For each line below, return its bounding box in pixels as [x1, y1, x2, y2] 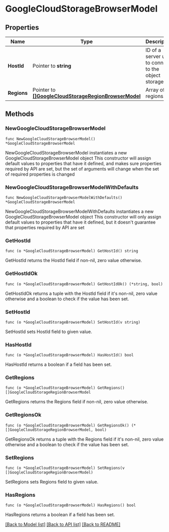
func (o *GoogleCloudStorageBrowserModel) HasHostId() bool [5, 353, 134, 358]
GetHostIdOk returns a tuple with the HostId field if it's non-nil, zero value [5, 290, 157, 296]
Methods [5, 110, 34, 119]
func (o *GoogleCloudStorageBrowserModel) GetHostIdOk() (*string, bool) [5, 281, 163, 287]
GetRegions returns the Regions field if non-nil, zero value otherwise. [5, 399, 148, 405]
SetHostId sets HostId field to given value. [5, 329, 93, 335]
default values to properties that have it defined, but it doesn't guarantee [5, 219, 156, 225]
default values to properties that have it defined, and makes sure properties [5, 160, 162, 167]
